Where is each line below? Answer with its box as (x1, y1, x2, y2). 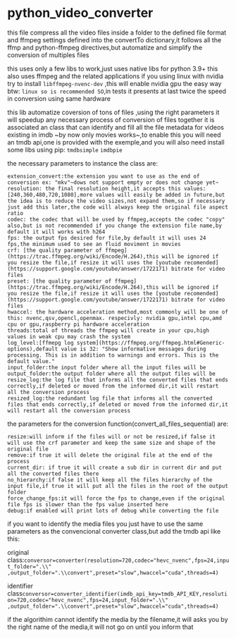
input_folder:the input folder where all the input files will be (7, 364, 206, 371)
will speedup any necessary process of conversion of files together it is (7, 115, 215, 124)
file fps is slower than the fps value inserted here (7, 501, 169, 508)
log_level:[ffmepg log (7, 339, 74, 346)
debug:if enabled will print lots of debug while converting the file (7, 507, 219, 514)
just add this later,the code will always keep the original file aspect (7, 203, 229, 211)
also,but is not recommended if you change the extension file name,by (7, 222, 222, 229)
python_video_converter (7, 5, 154, 21)
